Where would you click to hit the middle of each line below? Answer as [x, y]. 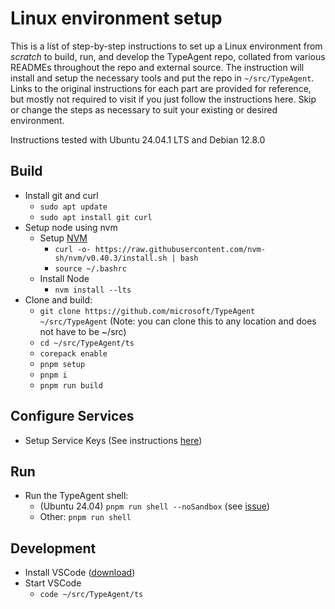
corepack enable [73, 353]
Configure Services [72, 416]
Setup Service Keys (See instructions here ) [113, 440]
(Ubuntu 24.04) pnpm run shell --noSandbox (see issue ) [154, 506]
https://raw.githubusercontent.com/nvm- [180, 249]
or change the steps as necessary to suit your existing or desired [144, 109]
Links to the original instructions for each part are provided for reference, [161, 88]
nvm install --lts [93, 290]
